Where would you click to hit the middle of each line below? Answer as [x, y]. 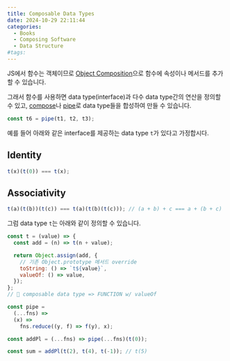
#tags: [17, 53]
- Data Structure [39, 46]
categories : [24, 26]
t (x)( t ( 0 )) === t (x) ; [39, 171]
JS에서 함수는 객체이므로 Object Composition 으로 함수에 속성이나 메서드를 [109, 73]
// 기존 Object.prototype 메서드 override [79, 262]
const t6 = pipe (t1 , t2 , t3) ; [51, 118]
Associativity [36, 193]
